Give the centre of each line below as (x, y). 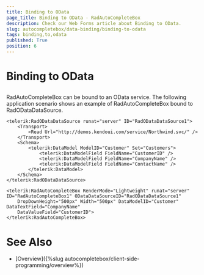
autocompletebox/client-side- (102, 259)
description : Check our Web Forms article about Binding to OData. (94, 23)
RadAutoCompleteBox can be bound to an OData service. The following (97, 97)
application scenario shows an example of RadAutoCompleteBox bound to (100, 104)
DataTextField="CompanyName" (43, 207)
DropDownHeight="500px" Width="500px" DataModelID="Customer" (98, 202)
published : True (27, 40)
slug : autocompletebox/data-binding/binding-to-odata (76, 29)
